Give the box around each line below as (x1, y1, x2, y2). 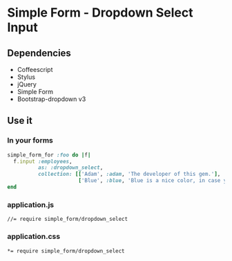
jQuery (17, 80, 37, 88)
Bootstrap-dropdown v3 (17, 95, 86, 103)
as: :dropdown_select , (37, 164, 104, 171)
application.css (7, 232, 61, 242)
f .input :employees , (13, 158, 72, 165)
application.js (7, 199, 54, 209)
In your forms (7, 136, 54, 145)
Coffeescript (17, 66, 53, 73)
